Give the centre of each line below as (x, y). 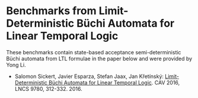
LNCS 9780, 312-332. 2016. (48, 89)
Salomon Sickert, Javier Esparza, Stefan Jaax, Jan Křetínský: (89, 76)
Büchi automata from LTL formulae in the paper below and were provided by (99, 58)
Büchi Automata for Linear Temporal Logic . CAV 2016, (114, 82)
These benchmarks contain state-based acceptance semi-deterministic (94, 52)
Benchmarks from (51, 11)
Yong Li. (16, 65)
